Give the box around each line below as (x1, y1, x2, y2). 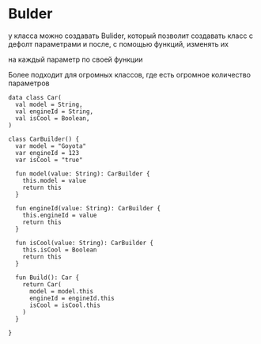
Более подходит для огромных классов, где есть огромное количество (8, 70, 252, 79)
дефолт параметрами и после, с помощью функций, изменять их (8, 39, 229, 48)
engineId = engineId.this (28, 294, 115, 302)
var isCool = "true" (15, 156, 83, 164)
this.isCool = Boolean (22, 246, 97, 254)
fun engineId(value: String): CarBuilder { (15, 204, 161, 212)
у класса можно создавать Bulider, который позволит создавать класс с (8, 31, 253, 40)
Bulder (8, 5, 53, 23)
